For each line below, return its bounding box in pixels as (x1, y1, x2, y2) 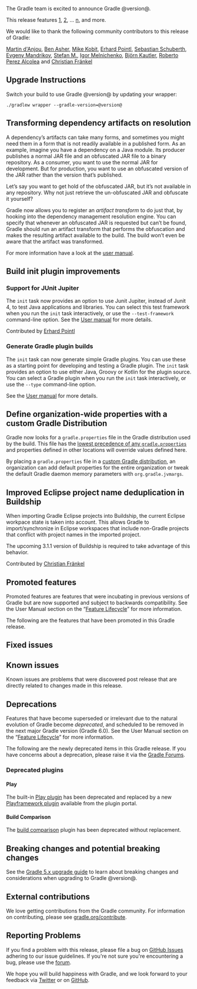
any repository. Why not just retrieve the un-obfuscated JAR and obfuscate (6, 188, 189, 196)
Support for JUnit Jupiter (6, 284, 79, 292)
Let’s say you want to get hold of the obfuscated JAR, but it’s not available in (6, 183, 191, 190)
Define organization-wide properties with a (6, 409, 168, 419)
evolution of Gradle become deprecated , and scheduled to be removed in (6, 721, 184, 728)
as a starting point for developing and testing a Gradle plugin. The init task (6, 362, 189, 369)
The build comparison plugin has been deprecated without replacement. (6, 826, 181, 833)
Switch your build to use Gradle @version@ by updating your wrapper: (6, 91, 178, 98)
